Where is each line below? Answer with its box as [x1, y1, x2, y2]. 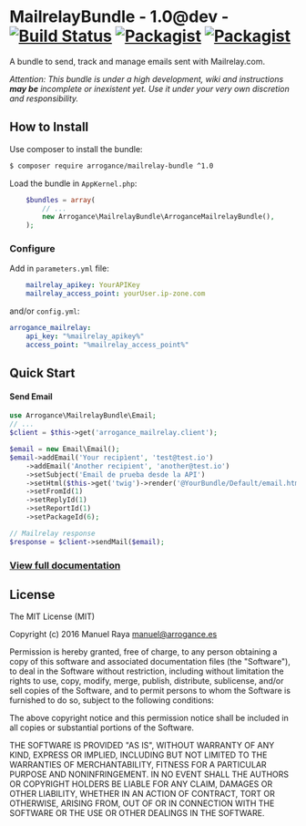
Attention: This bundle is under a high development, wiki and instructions [9, 73, 284, 84]
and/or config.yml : [9, 305, 80, 316]
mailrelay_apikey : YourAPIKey [25, 281, 141, 290]
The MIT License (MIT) [9, 611, 96, 622]
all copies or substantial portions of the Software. [9, 722, 194, 733]
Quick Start [9, 366, 76, 381]
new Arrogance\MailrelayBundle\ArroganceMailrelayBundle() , [42, 212, 275, 222]
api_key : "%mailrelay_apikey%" [25, 332, 145, 341]
